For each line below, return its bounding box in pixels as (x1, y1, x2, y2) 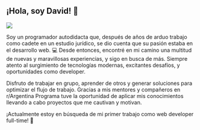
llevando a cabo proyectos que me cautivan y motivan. (6, 99, 142, 106)
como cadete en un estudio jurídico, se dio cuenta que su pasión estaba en (6, 40, 193, 47)
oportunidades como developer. (6, 67, 86, 75)
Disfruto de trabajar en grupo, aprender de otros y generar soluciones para (6, 79, 193, 87)
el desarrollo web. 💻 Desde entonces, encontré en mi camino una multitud (6, 46, 192, 54)
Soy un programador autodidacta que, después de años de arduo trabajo (6, 33, 188, 40)
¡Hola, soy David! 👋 (6, 6, 79, 16)
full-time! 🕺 (6, 117, 34, 124)
